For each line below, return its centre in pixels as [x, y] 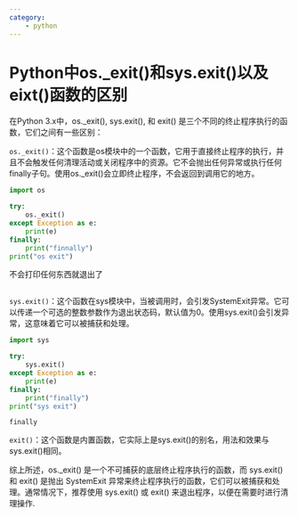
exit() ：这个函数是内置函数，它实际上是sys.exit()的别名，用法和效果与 [139, 440]
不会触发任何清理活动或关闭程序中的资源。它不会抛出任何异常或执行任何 [149, 162]
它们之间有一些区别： [64, 132]
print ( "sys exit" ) [43, 406]
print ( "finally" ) [57, 398]
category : [28, 17]
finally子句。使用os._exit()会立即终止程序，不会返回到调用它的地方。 [134, 174]
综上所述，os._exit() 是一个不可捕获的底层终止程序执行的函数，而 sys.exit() [146, 470]
